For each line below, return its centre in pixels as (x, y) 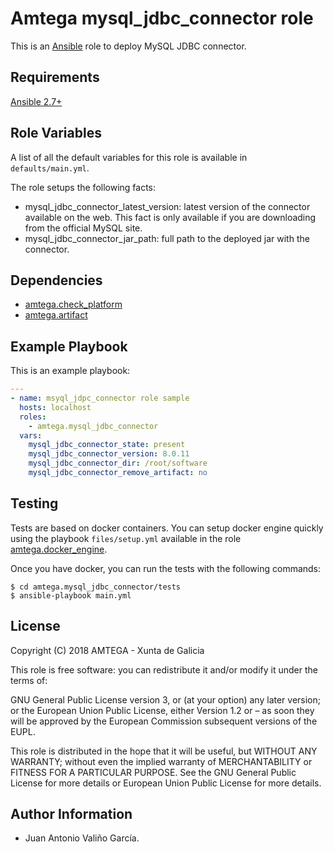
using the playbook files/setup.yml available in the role (126, 538)
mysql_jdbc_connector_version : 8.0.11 (109, 454)
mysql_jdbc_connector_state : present (107, 445)
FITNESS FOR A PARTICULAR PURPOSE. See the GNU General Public (153, 772)
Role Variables (56, 133)
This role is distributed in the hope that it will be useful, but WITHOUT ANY (164, 751)
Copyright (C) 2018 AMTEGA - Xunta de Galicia (107, 650)
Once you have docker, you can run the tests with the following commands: (166, 568)
